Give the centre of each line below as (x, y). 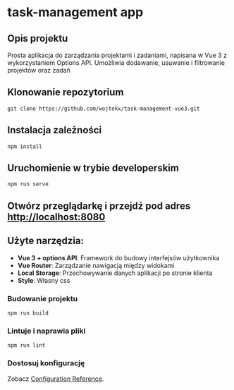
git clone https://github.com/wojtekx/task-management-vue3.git (104, 109)
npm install (25, 146)
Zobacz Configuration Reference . (56, 379)
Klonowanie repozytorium (66, 92)
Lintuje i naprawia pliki (47, 331)
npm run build (28, 313)
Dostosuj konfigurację (46, 363)
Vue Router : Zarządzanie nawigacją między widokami (96, 265)
